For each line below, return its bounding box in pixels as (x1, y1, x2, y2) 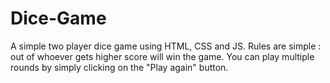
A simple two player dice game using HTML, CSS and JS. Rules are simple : (10, 40, 322, 52)
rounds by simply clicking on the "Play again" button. (10, 61, 229, 73)
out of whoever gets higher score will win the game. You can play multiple (10, 50, 315, 62)
